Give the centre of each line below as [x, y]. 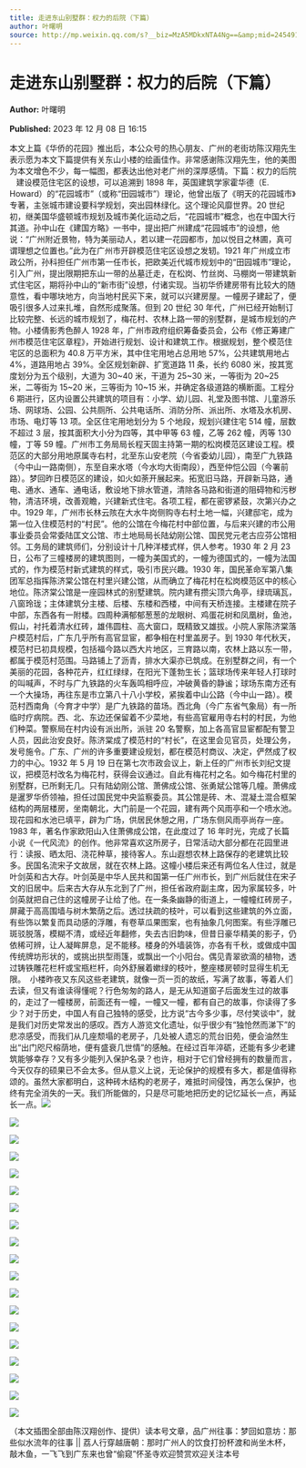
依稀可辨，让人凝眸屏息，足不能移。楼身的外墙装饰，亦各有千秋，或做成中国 [153, 945]
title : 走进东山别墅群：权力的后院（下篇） [82, 18]
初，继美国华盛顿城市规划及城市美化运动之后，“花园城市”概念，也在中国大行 [153, 217]
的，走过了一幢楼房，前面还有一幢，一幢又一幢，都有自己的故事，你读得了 [149, 1002]
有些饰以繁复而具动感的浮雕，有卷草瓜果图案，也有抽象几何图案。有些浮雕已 [153, 923]
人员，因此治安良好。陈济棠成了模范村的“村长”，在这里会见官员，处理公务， [153, 740]
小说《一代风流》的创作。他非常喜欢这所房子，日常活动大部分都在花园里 [145, 842]
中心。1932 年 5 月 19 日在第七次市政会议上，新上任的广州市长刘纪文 [154, 763]
